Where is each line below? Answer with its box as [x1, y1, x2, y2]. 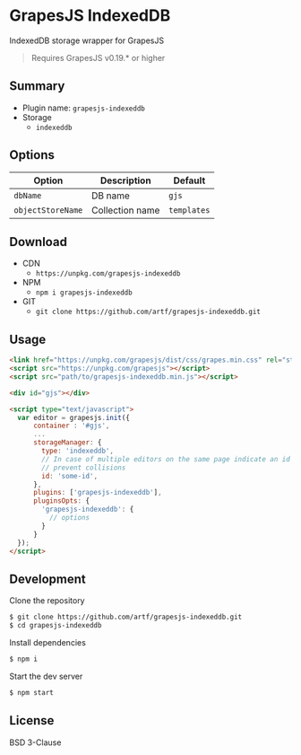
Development [9, 571, 87, 586]
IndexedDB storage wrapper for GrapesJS [9, 35, 164, 46]
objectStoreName [13, 205, 83, 215]
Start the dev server [9, 671, 83, 681]
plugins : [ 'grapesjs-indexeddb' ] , [32, 488, 163, 497]
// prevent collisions [41, 463, 126, 472]
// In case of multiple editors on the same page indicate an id [41, 454, 291, 463]
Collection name [90, 204, 160, 216]
